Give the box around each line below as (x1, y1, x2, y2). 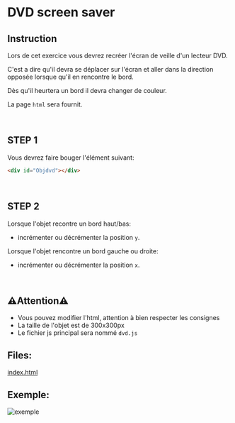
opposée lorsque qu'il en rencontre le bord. (7, 72, 134, 81)
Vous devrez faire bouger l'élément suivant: (7, 153, 134, 162)
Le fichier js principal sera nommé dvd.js (17, 329, 138, 337)
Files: (7, 349, 32, 361)
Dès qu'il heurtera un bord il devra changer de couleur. (7, 87, 168, 94)
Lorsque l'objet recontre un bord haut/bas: (7, 219, 131, 228)
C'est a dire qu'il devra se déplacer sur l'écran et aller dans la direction (7, 65, 214, 73)
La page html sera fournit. (7, 100, 83, 109)
